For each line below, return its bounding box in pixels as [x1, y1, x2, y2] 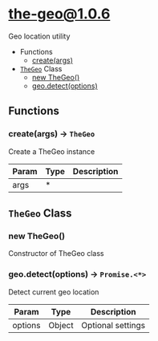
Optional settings [81, 319, 146, 331]
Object [48, 319, 74, 331]
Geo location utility [8, 31, 71, 41]
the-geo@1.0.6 [8, 5, 111, 23]
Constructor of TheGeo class [8, 249, 104, 258]
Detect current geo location [8, 286, 99, 297]
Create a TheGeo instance [8, 146, 95, 156]
